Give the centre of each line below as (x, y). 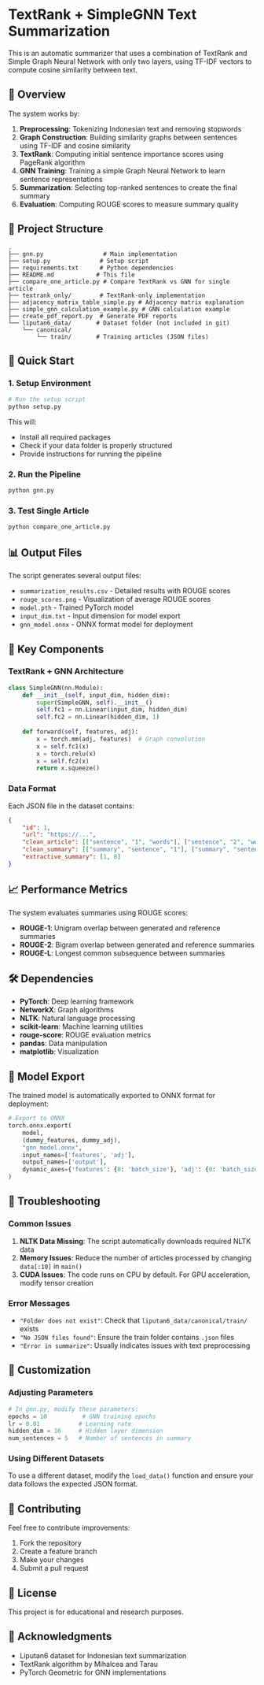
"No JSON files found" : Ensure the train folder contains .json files (126, 1338)
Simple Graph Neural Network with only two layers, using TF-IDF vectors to (130, 61)
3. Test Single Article (49, 511)
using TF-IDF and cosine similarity (75, 145)
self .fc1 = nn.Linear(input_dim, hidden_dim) (112, 710)
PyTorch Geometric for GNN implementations (93, 1672)
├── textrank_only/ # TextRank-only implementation (107, 295)
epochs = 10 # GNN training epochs (82, 1416)
